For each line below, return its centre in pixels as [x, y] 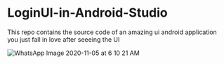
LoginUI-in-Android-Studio [87, 13]
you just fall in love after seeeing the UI [64, 39]
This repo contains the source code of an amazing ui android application [112, 32]
